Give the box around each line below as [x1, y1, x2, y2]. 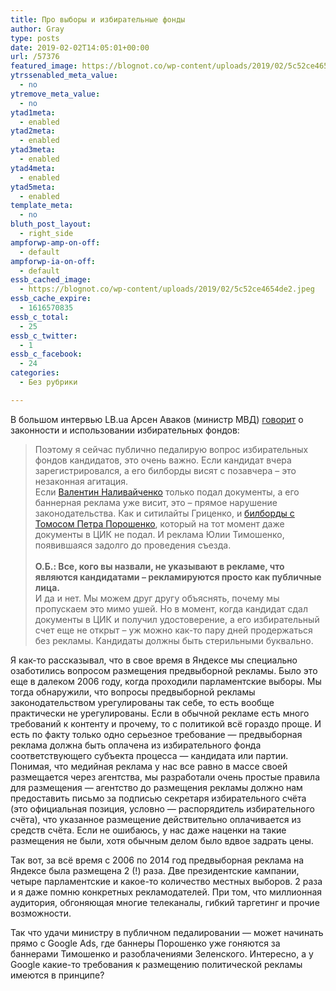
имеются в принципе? [10, 969, 105, 981]
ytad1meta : [10, 107, 56, 118]
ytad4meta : [10, 163, 56, 173]
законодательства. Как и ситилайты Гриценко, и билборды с [34, 507, 295, 519]
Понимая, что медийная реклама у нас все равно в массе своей [10, 760, 288, 772]
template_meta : [10, 201, 74, 211]
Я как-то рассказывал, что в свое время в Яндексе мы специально [10, 654, 298, 666]
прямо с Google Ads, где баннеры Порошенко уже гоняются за [10, 937, 281, 949]
